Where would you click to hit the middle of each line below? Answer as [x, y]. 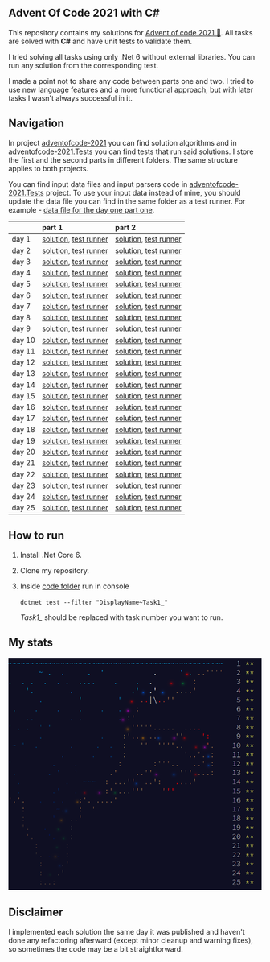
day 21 [24, 463]
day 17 [24, 419]
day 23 [24, 485]
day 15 [24, 396]
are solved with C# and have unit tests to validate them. [100, 41]
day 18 [24, 429]
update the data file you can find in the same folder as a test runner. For [127, 201]
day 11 [24, 351]
